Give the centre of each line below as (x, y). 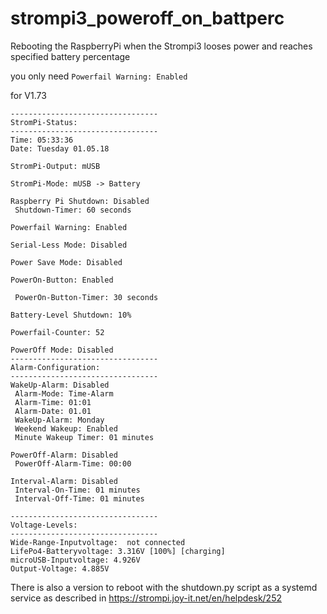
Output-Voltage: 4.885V (60, 568)
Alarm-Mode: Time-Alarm (64, 393)
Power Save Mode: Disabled (66, 262)
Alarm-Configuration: (55, 367)
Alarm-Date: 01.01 (53, 411)
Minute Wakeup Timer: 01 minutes (84, 437)
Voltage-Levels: (44, 525)
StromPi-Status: (44, 122)
